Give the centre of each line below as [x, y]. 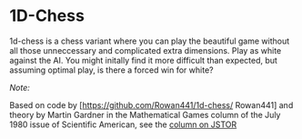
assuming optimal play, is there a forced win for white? [111, 70]
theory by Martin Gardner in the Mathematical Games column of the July [145, 114]
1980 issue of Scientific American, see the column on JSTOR [123, 124]
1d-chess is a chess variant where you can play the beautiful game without [150, 41]
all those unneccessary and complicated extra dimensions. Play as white [146, 50]
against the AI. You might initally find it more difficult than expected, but [143, 60]
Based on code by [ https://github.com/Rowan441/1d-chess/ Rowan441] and [151, 104]
